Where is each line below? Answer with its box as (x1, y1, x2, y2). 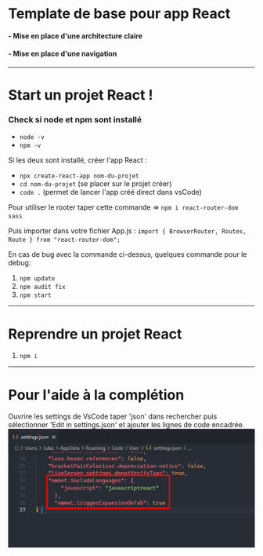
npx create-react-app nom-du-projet (19, 172, 139, 181)
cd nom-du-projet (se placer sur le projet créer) (19, 179, 172, 188)
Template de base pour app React (8, 5, 231, 23)
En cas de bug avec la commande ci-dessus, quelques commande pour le (8, 250, 247, 259)
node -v (19, 134, 45, 141)
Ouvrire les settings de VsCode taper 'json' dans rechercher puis (8, 412, 218, 421)
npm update (19, 275, 56, 283)
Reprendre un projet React (8, 325, 182, 342)
